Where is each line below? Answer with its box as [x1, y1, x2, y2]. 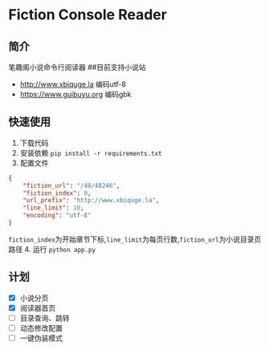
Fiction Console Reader [8, 6, 167, 24]
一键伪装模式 [19, 333, 63, 343]
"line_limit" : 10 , [22, 204, 84, 212]
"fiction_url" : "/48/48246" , [22, 181, 120, 189]
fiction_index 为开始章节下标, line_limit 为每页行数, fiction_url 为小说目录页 [8, 234, 262, 244]
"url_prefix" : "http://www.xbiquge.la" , [22, 197, 160, 205]
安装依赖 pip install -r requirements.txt [19, 148, 162, 157]
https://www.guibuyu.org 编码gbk [19, 90, 132, 99]
